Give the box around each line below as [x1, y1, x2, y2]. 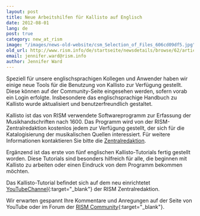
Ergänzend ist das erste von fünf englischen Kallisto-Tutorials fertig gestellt [6, 148, 190, 155]
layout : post [6, 8, 39, 15]
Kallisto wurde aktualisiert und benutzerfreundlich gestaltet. [6, 100, 153, 107]
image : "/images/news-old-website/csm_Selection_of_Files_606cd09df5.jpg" [6, 42, 196, 48]
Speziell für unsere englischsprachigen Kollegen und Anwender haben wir [6, 75, 188, 82]
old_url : [6, 48, 28, 54]
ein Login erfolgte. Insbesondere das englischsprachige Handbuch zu [6, 93, 177, 101]
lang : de [6, 25, 28, 32]
